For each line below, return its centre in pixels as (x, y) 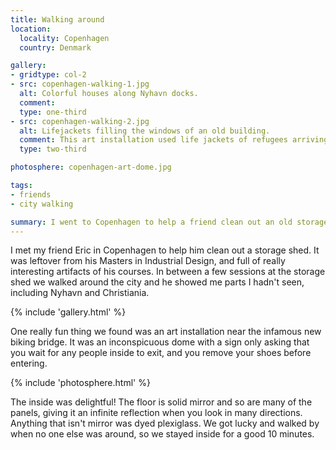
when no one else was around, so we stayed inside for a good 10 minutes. (162, 434)
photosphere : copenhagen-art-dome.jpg (91, 167)
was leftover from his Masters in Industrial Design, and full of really (148, 261)
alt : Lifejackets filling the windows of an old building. (145, 131)
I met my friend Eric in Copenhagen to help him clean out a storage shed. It (165, 250)
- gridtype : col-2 (48, 75)
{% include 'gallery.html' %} (68, 312)
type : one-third (53, 112)
